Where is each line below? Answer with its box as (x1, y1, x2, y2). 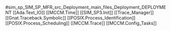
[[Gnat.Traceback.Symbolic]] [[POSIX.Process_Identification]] (5, 15, 136, 20)
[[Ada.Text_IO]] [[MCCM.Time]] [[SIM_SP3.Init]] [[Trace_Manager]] (12, 9, 154, 15)
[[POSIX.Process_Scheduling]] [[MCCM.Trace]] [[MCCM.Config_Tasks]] (5, 20, 157, 26)
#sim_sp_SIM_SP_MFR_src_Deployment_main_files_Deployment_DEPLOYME (5, 4, 166, 10)
